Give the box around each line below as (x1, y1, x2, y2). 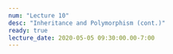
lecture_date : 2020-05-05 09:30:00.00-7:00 (8, 33, 155, 42)
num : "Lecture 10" (8, 11, 69, 20)
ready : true (8, 26, 48, 34)
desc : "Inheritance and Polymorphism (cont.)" (8, 19, 166, 27)
